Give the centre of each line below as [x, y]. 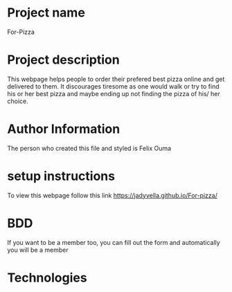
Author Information [64, 129]
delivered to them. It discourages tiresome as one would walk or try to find [113, 86]
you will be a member [38, 250]
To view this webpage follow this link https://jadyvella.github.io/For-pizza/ [113, 195]
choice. [18, 101]
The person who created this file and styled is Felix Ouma [89, 148]
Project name [46, 13]
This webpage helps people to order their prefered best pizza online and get [116, 79]
